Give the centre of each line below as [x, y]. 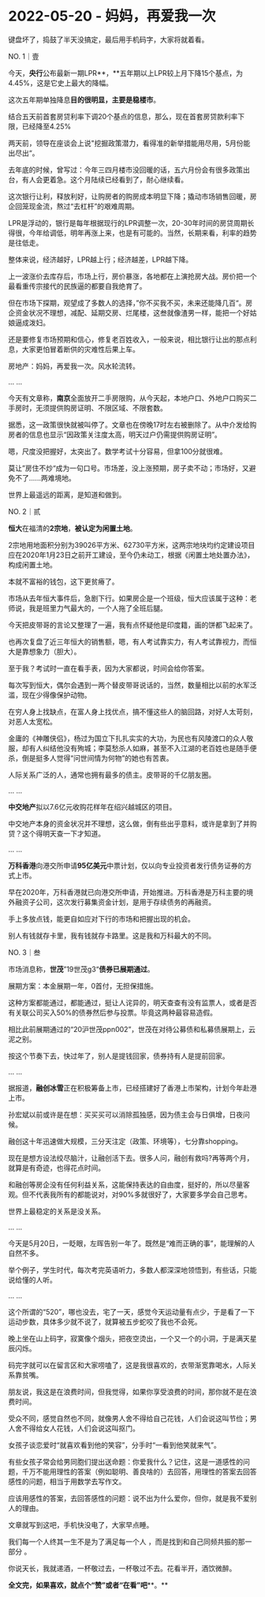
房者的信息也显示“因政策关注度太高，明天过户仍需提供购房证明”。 [115, 434]
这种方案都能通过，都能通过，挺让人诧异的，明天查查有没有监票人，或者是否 [132, 1002]
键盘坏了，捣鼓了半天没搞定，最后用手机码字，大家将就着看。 [108, 39]
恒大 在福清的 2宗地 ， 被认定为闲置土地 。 [73, 528]
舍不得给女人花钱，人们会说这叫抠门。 [77, 1428]
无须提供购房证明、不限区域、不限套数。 [101, 408]
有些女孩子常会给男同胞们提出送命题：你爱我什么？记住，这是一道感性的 [125, 1461]
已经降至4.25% [47, 126]
